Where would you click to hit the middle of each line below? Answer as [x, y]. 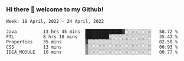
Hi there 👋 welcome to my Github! [55, 9]
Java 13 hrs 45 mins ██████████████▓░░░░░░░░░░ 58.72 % [92, 32]
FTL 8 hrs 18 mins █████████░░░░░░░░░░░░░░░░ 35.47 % [92, 37]
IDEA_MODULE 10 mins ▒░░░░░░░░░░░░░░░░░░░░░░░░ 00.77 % [92, 52]
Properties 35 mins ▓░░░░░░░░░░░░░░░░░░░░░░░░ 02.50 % [92, 42]
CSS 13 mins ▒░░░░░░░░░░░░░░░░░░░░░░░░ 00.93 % [92, 47]
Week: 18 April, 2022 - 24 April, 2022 [55, 22]
